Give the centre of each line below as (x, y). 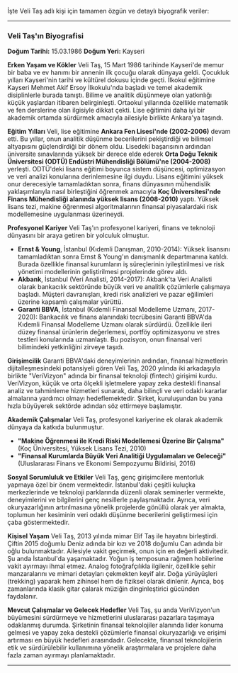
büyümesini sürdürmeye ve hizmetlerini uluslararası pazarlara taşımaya (111, 618)
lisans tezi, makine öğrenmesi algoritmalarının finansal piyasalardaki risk (112, 207)
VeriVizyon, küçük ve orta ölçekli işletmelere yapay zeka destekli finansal (114, 383)
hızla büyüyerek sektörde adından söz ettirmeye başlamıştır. (95, 406)
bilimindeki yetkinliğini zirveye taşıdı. (71, 347)
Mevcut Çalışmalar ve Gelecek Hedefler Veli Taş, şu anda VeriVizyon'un (114, 610)
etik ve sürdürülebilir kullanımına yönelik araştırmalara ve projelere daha (112, 647)
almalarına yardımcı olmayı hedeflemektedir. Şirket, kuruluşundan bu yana (115, 398)
